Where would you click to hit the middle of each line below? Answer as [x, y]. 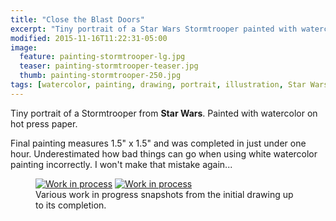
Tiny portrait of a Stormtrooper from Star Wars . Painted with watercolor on [164, 113]
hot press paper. [44, 123]
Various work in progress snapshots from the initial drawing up [164, 194]
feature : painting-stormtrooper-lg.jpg [102, 57]
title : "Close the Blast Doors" [77, 19]
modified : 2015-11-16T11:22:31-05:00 [89, 38]
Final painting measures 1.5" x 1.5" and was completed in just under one [158, 143]
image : [24, 47]
